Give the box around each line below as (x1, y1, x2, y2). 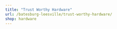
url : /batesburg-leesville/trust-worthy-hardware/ (5, 12, 113, 17)
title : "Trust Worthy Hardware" (5, 7, 72, 12)
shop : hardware (5, 16, 37, 21)
